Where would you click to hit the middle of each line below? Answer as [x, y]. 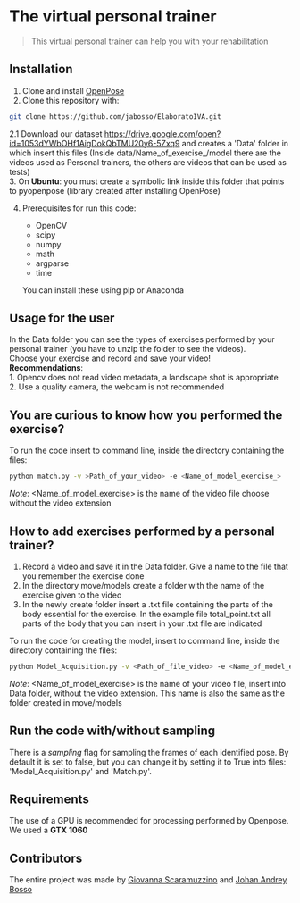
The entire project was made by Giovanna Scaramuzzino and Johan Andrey [148, 880]
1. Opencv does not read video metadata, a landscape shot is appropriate [144, 378]
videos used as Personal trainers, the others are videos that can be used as [148, 162]
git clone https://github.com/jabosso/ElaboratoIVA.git [115, 117]
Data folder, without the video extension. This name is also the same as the [147, 693]
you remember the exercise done [83, 576]
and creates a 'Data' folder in [235, 143]
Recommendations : [46, 368]
